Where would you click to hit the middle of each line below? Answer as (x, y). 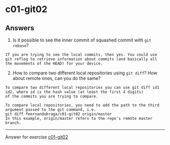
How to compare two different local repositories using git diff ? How (85, 73)
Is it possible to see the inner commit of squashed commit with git (82, 40)
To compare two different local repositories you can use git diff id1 (82, 87)
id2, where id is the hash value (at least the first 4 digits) (74, 92)
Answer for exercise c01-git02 (37, 137)
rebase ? (20, 45)
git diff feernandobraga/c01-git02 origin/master (59, 114)
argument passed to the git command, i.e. (51, 110)
